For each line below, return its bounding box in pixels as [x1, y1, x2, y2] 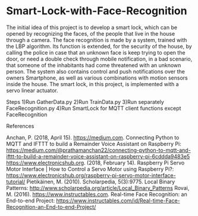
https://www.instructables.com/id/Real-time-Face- [56, 197, 180, 204]
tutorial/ [6, 178, 26, 185]
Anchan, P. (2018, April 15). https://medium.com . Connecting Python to [6, 134, 180, 141]
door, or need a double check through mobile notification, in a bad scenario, [6, 55, 193, 62]
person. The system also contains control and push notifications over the [6, 68, 186, 75]
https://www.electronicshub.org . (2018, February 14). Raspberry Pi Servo [6, 159, 185, 166]
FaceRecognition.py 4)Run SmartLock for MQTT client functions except [6, 104, 181, 112]
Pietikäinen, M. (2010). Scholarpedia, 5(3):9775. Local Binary [26, 178, 175, 185]
